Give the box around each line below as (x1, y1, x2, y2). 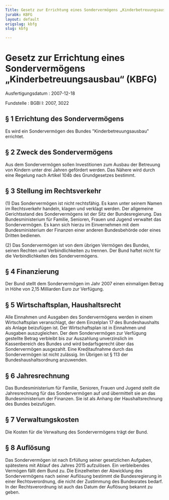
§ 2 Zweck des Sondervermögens (5, 148, 113, 157)
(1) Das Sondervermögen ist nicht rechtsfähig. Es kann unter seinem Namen (5, 200, 162, 206)
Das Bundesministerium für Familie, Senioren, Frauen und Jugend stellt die (5, 385, 160, 391)
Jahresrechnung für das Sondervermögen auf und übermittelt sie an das (5, 390, 156, 396)
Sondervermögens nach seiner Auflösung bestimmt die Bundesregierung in (5, 473, 162, 479)
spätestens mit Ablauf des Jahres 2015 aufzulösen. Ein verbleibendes (5, 462, 150, 468)
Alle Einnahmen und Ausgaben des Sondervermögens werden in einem (5, 314, 153, 320)
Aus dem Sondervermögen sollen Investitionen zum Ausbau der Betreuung (5, 161, 160, 167)
